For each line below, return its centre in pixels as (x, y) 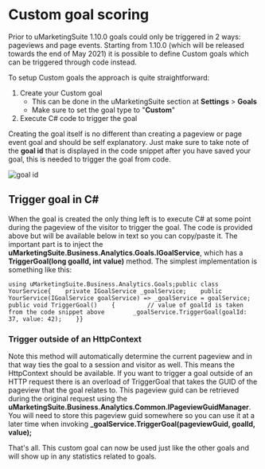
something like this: (40, 269)
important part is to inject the (56, 244)
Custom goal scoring (79, 15)
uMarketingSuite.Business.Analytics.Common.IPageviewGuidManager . (130, 407)
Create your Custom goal (61, 92)
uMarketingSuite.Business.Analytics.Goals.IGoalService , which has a (126, 252)
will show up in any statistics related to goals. (82, 456)
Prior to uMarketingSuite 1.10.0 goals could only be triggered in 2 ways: (125, 37)
